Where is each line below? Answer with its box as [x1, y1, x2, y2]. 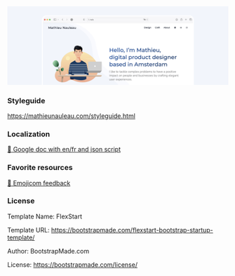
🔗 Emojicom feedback [7, 178, 71, 187]
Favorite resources [7, 163, 73, 173]
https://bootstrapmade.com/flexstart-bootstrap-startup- [51, 225, 214, 234]
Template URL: [7, 225, 51, 234]
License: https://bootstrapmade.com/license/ [7, 260, 138, 269]
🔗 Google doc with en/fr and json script [7, 145, 121, 154]
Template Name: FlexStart [7, 212, 83, 221]
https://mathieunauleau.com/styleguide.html [7, 112, 135, 120]
